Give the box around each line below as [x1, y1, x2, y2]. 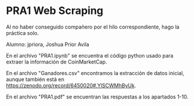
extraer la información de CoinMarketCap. [6, 58, 108, 65]
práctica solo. [6, 29, 39, 36]
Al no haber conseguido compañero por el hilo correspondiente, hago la [6, 23, 180, 30]
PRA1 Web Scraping [6, 4, 103, 17]
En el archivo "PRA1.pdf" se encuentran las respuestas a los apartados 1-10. [6, 93, 189, 100]
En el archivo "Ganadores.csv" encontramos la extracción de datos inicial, [6, 69, 185, 76]
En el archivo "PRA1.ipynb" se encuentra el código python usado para [6, 52, 174, 59]
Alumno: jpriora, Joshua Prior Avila [6, 41, 89, 48]
